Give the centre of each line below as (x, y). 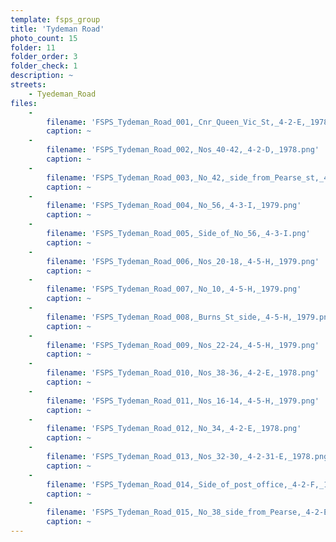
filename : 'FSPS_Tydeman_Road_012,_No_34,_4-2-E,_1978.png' (174, 429)
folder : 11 (33, 47)
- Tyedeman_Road (62, 94)
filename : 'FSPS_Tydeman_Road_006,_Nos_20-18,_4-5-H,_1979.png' (183, 261)
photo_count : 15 (44, 38)
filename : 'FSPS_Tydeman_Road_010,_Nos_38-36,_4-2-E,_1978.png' (183, 373)
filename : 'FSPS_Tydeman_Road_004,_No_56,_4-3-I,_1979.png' (174, 206)
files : (24, 103)
